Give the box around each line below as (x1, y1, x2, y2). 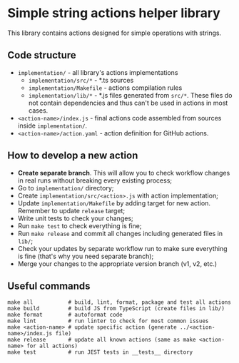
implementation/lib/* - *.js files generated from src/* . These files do (28, 91, 233, 99)
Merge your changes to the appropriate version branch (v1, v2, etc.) (17, 259, 218, 268)
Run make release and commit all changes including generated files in (17, 229, 223, 237)
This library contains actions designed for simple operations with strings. (7, 29, 222, 37)
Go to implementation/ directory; (17, 183, 114, 192)
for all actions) (26, 342, 78, 350)
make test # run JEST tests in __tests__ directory (7, 349, 193, 356)
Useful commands (7, 280, 91, 292)
